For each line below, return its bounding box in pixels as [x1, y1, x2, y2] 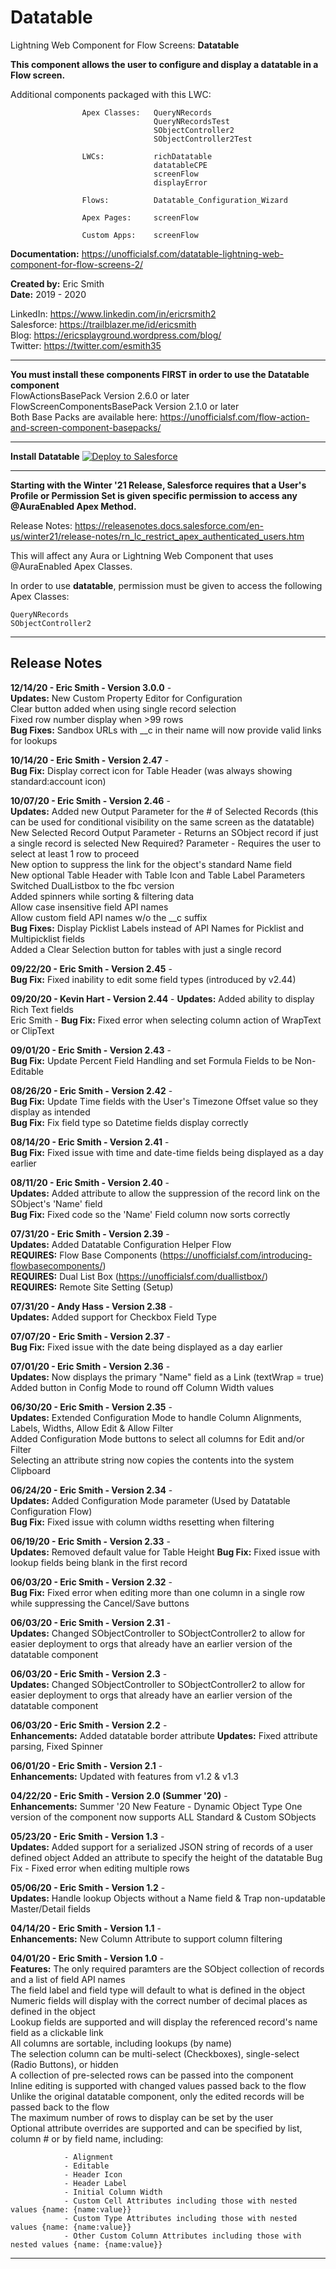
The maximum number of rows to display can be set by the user [10, 2111, 274, 2123]
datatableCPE [153, 160, 208, 170]
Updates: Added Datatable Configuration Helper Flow [10, 1238, 232, 1250]
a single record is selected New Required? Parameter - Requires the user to [10, 837, 322, 849]
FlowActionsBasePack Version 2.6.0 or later [10, 389, 190, 401]
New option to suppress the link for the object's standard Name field [10, 858, 293, 870]
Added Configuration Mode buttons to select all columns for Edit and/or [10, 1432, 305, 1445]
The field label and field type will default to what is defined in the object [10, 1984, 306, 1996]
